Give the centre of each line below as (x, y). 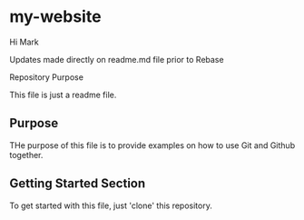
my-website (55, 17)
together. (26, 155)
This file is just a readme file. (63, 95)
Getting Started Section (78, 184)
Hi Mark (24, 42)
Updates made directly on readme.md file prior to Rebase (117, 59)
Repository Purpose (47, 77)
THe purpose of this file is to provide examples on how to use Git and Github (152, 145)
